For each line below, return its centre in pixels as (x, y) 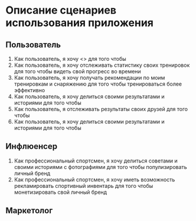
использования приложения (80, 23)
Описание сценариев (61, 10)
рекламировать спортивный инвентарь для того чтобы (84, 186)
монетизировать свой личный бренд (61, 192)
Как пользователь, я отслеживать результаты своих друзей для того (101, 109)
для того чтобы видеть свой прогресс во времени (77, 71)
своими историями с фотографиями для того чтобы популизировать (100, 167)
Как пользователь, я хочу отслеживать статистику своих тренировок (102, 65)
